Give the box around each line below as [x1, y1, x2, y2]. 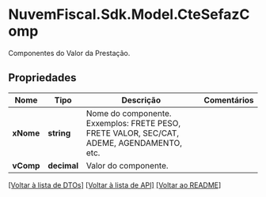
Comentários [203, 95, 254, 106]
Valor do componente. [85, 160, 169, 171]
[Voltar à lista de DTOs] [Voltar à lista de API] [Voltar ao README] [8, 180, 222, 190]
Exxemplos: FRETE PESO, [85, 117, 181, 128]
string [47, 128, 71, 139]
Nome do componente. [85, 108, 172, 119]
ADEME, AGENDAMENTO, [85, 137, 183, 148]
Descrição [121, 95, 161, 106]
